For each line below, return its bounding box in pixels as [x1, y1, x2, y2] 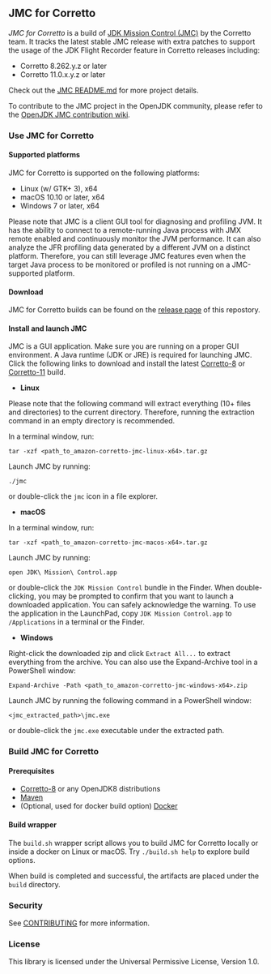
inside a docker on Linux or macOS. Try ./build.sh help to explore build [8, 847, 250, 856]
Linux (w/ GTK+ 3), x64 [19, 183, 99, 193]
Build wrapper [8, 820, 57, 830]
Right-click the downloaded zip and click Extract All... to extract [8, 649, 231, 659]
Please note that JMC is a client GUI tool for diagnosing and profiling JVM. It [8, 217, 263, 226]
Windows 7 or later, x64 [19, 200, 100, 210]
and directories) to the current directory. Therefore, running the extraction [8, 407, 255, 417]
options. [8, 855, 36, 865]
